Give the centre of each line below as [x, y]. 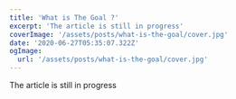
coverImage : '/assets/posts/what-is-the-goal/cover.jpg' [119, 34]
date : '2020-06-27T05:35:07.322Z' [75, 43]
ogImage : [26, 51]
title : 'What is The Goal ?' [64, 18]
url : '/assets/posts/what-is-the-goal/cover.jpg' [113, 59]
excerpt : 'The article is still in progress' [96, 26]
